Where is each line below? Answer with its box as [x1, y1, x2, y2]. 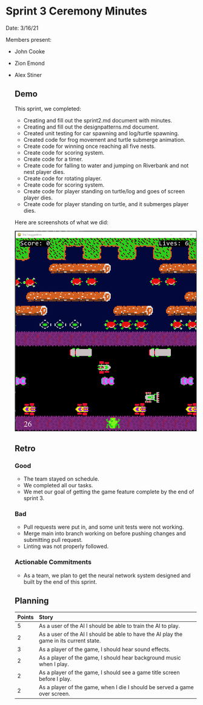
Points [17, 613, 34, 621]
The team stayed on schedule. [23, 475, 99, 483]
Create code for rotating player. [23, 175, 102, 182]
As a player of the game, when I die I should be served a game [38, 684, 195, 691]
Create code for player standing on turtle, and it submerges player [23, 200, 189, 207]
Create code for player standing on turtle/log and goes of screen [23, 187, 185, 195]
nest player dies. [23, 168, 65, 175]
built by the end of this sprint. [23, 578, 98, 586]
